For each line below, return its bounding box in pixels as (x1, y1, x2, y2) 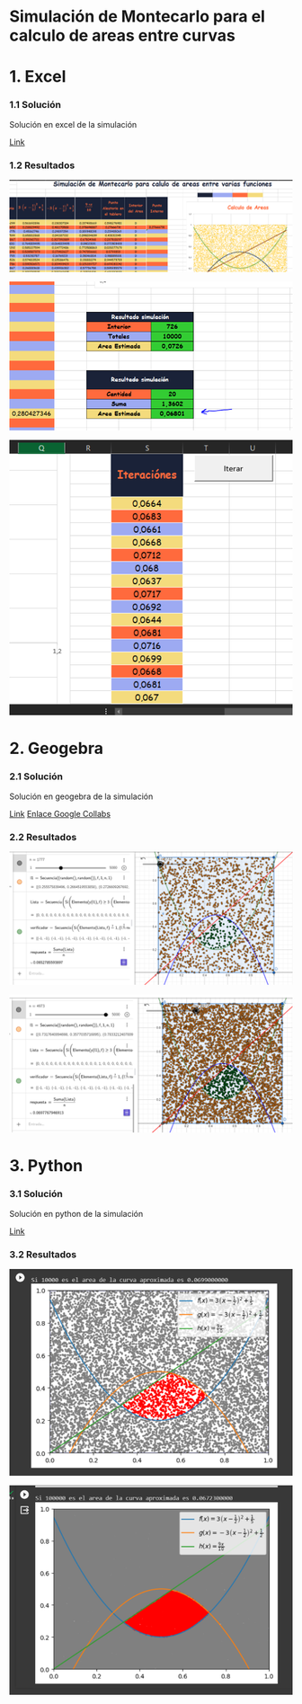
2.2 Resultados (9, 830, 77, 843)
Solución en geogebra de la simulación (9, 791, 154, 802)
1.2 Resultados (9, 159, 75, 172)
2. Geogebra (9, 739, 103, 759)
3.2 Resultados (9, 1247, 77, 1260)
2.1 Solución (9, 770, 63, 783)
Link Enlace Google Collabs (9, 808, 111, 819)
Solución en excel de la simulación (9, 119, 138, 129)
